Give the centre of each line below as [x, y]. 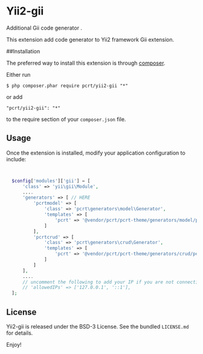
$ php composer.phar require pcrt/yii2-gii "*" [67, 86]
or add [14, 97]
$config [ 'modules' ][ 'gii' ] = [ [51, 181]
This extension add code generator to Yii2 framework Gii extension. [90, 39]
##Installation [23, 51]
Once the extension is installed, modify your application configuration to [96, 153]
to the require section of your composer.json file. [66, 119]
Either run [18, 74]
